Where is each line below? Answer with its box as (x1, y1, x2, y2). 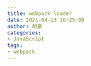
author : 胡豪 (7, 23, 43, 30)
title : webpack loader (7, 10, 72, 17)
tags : (7, 42, 23, 49)
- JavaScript (7, 36, 45, 43)
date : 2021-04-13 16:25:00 (7, 16, 85, 23)
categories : (7, 29, 41, 36)
